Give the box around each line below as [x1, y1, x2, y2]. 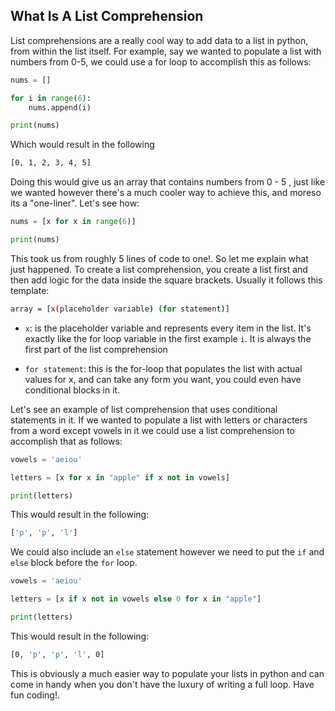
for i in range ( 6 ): [10, 93, 92, 103]
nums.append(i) [28, 102, 92, 113]
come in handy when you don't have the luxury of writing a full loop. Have [10, 678, 315, 690]
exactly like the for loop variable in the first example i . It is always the [24, 332, 312, 344]
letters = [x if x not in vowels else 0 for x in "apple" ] [10, 594, 262, 604]
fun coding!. [10, 689, 60, 701]
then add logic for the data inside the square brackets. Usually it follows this [10, 274, 323, 286]
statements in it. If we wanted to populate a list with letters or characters [10, 414, 308, 426]
